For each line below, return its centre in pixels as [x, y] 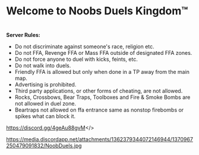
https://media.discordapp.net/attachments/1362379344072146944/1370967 [99, 139]
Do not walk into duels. [43, 66]
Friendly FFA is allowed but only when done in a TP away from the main [102, 72]
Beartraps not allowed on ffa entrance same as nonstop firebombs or [99, 110]
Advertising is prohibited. [45, 85]
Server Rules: [23, 35]
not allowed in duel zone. [45, 104]
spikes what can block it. [45, 116]
